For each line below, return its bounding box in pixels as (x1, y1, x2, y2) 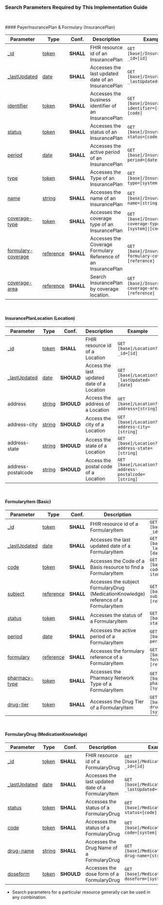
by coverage (90, 286, 119, 292)
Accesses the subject (90, 578, 139, 585)
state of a (85, 442, 107, 449)
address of (85, 400, 110, 407)
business (90, 96, 111, 103)
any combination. (12, 894, 47, 900)
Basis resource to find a (90, 563, 144, 570)
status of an (90, 128, 117, 135)
